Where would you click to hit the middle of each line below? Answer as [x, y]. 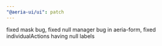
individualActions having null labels [50, 36]
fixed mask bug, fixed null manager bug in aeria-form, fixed [81, 29]
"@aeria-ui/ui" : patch [35, 12]
